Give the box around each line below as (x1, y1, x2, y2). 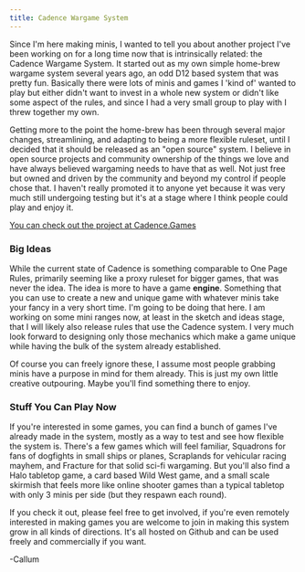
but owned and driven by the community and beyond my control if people (9, 173, 286, 184)
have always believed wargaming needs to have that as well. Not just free (9, 163, 286, 174)
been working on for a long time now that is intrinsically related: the (9, 48, 263, 59)
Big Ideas (9, 242, 52, 255)
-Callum (9, 554, 39, 565)
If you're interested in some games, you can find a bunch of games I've (9, 421, 278, 432)
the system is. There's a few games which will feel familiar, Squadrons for (9, 440, 286, 452)
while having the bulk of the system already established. (9, 340, 222, 352)
